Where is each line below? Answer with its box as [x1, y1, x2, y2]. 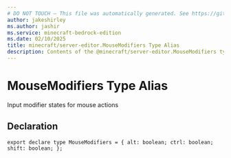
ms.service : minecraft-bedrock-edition [7, 29, 122, 36]
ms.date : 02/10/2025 [7, 36, 67, 43]
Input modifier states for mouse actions [7, 100, 119, 109]
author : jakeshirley [7, 16, 67, 23]
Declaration [7, 121, 58, 133]
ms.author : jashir [7, 23, 60, 30]
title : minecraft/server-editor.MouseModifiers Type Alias [7, 42, 180, 49]
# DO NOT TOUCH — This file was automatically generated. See [7, 10, 189, 17]
